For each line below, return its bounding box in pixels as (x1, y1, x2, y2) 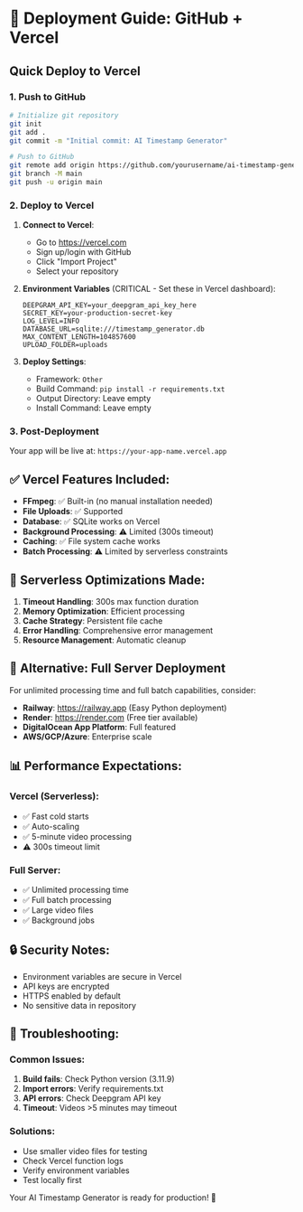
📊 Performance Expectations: (9, 758, 182, 774)
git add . (9, 127, 47, 136)
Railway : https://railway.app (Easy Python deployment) (22, 702, 227, 713)
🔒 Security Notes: (9, 943, 110, 958)
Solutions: (9, 1125, 56, 1138)
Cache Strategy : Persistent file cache (22, 615, 163, 626)
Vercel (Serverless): (9, 790, 99, 803)
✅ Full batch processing (22, 894, 112, 905)
